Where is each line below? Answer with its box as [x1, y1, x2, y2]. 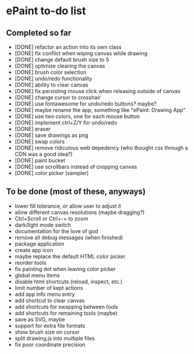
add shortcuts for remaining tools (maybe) [14, 310, 118, 317]
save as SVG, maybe [14, 315, 65, 323]
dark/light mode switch [14, 221, 71, 228]
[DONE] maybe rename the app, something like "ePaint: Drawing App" [14, 107, 186, 113]
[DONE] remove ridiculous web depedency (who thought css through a [14, 144, 188, 151]
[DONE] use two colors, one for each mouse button [14, 113, 140, 120]
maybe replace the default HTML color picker [14, 253, 126, 260]
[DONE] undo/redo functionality [14, 75, 93, 82]
